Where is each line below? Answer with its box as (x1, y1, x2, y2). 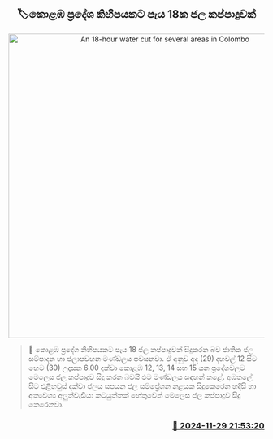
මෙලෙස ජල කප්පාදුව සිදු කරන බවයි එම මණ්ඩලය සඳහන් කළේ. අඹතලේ (28, 372, 253, 381)
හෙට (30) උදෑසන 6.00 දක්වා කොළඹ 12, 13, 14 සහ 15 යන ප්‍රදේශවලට (28, 363, 245, 372)
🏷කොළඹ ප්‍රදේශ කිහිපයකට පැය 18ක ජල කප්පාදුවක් (16, 7, 257, 21)
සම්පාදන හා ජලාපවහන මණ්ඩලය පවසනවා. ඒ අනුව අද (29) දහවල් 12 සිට (28, 353, 258, 364)
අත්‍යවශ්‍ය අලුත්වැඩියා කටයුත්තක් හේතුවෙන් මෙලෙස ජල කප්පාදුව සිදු (28, 390, 241, 400)
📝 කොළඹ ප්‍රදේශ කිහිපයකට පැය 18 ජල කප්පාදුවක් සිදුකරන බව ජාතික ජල (28, 344, 254, 354)
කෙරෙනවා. (28, 399, 64, 409)
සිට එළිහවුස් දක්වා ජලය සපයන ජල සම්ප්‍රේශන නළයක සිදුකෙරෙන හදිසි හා (28, 381, 257, 390)
